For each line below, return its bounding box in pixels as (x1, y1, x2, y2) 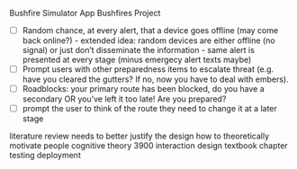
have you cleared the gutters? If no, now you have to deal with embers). (22, 74, 290, 84)
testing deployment (9, 150, 81, 161)
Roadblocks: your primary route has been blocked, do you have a (22, 84, 265, 94)
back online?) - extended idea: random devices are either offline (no (22, 35, 276, 46)
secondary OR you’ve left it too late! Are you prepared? (22, 93, 227, 104)
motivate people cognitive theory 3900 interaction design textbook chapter (9, 140, 288, 151)
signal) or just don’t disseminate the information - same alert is (22, 45, 255, 56)
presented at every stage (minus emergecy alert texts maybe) (22, 54, 252, 66)
